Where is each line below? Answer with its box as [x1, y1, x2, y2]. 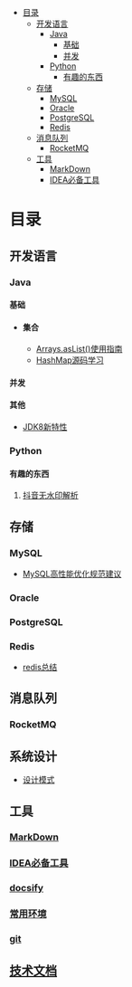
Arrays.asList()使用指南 [35, 344, 123, 355]
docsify [9, 882, 43, 895]
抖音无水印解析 [22, 490, 79, 501]
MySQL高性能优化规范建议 [22, 568, 122, 579]
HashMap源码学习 [35, 355, 104, 365]
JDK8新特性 [22, 422, 68, 432]
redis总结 [22, 662, 58, 673]
